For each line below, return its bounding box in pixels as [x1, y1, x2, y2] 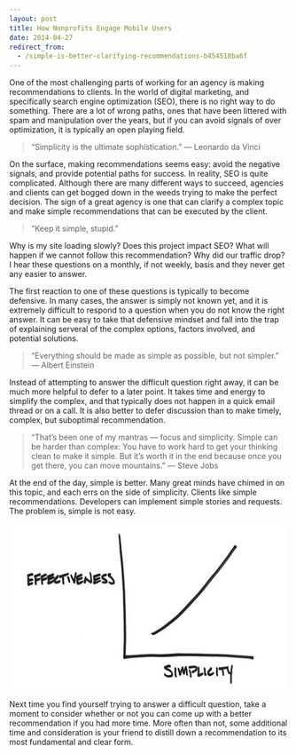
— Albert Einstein [30, 360, 95, 370]
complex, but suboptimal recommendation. [9, 415, 166, 425]
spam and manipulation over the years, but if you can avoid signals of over [9, 115, 282, 126]
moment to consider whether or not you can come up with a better [9, 709, 253, 719]
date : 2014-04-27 [9, 33, 74, 42]
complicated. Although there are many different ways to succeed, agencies [9, 178, 284, 188]
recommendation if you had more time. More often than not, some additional [9, 718, 288, 728]
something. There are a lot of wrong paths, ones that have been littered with [9, 106, 287, 116]
